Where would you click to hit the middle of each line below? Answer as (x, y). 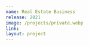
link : (12, 28)
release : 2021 (23, 17)
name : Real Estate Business (41, 12)
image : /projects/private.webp (44, 23)
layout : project (26, 34)
